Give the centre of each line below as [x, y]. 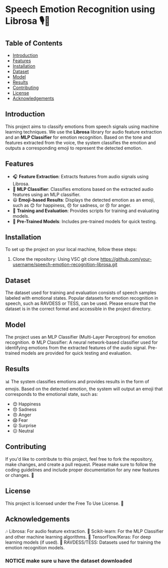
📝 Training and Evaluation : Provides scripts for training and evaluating [86, 211]
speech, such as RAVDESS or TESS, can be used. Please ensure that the [81, 303]
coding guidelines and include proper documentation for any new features [82, 470]
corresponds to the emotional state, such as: [52, 394]
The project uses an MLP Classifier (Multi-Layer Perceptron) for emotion [80, 337]
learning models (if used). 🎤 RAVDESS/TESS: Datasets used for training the [83, 542]
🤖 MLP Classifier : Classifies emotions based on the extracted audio [83, 189]
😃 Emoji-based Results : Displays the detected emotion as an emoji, [83, 200]
